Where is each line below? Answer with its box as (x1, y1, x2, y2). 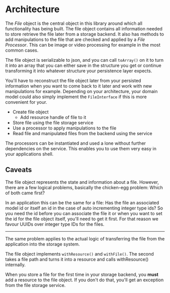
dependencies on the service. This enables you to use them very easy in (5, 145, 157, 151)
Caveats (5, 165, 32, 174)
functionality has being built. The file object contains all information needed (5, 25, 163, 31)
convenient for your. (5, 99, 47, 105)
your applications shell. (5, 151, 54, 157)
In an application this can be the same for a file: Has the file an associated (5, 199, 159, 205)
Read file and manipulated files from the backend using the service (12, 130, 153, 136)
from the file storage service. (5, 282, 66, 288)
